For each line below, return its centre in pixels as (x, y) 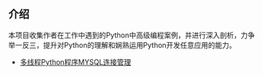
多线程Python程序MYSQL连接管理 (75, 61)
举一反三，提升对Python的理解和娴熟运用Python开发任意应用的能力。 (122, 45)
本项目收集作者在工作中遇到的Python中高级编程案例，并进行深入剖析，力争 (131, 35)
